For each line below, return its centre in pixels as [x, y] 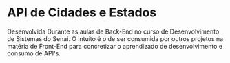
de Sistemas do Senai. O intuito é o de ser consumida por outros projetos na [115, 38]
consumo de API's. [34, 53]
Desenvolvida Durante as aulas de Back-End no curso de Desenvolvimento [113, 32]
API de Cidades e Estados [82, 13]
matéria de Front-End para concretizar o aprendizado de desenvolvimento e [115, 46]
